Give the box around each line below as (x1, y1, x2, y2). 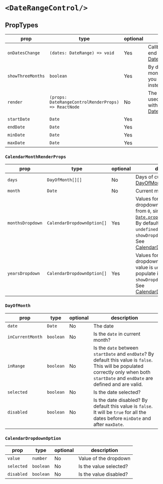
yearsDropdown (7, 271, 40, 277)
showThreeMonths (7, 73, 45, 79)
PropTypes (5, 21, 38, 29)
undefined (135, 227, 159, 232)
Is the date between (93, 344, 139, 351)
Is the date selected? (93, 389, 141, 396)
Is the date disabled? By (93, 397, 148, 403)
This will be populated (93, 363, 144, 369)
